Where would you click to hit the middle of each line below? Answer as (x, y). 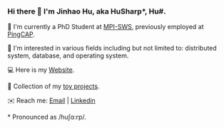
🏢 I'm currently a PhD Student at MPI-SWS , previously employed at (106, 27)
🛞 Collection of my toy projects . (54, 86)
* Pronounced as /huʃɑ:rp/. (47, 117)
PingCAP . (21, 34)
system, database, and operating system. (68, 55)
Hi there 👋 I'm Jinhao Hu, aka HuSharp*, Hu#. (87, 11)
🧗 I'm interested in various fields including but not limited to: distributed (112, 48)
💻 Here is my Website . (41, 70)
